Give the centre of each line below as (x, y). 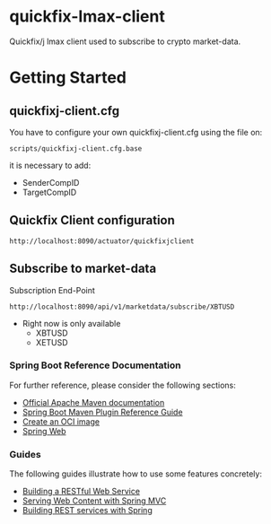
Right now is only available (71, 323)
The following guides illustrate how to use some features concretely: (136, 474)
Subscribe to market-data (83, 269)
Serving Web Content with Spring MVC (94, 501)
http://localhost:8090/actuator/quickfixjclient (102, 241)
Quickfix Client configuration (92, 220)
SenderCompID (51, 182)
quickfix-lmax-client (87, 17)
